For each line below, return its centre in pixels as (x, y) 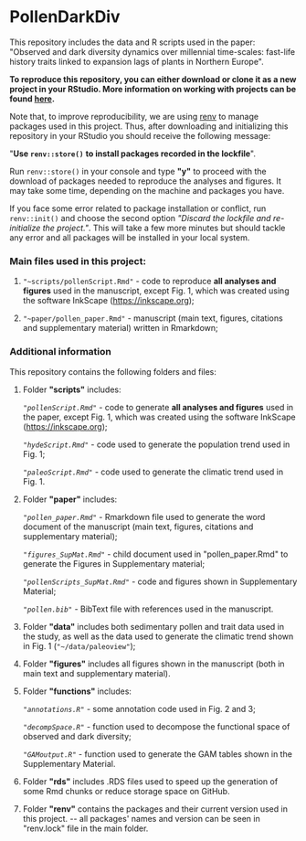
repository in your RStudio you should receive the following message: (140, 135)
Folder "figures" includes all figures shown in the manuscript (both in (153, 664)
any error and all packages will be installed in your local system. (130, 237)
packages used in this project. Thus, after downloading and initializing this (149, 126)
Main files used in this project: (78, 261)
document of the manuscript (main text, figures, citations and (138, 527)
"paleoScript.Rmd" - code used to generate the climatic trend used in (153, 472)
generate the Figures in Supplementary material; (114, 563)
